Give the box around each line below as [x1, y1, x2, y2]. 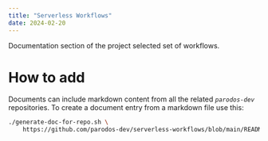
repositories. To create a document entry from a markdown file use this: [8, 103, 245, 112]
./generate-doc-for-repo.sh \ [8, 118, 109, 127]
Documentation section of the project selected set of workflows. [8, 40, 220, 50]
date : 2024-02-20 [8, 19, 66, 27]
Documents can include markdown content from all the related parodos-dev [8, 94, 255, 104]
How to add [8, 68, 85, 86]
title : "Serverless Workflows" [8, 11, 112, 20]
